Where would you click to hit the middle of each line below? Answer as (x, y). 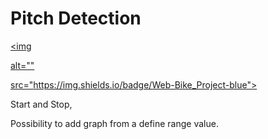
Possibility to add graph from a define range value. (114, 123)
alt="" (22, 65)
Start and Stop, (41, 104)
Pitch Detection (76, 18)
